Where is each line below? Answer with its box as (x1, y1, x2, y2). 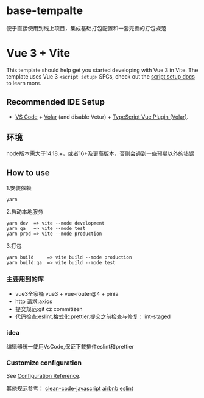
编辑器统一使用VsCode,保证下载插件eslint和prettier (6, 343, 134, 350)
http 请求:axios (15, 298, 53, 305)
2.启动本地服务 (6, 208, 44, 215)
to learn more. (6, 79, 41, 86)
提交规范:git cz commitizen (15, 305, 83, 312)
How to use (6, 167, 50, 178)
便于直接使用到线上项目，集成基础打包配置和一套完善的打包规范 (6, 24, 166, 32)
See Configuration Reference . (6, 372, 81, 380)
